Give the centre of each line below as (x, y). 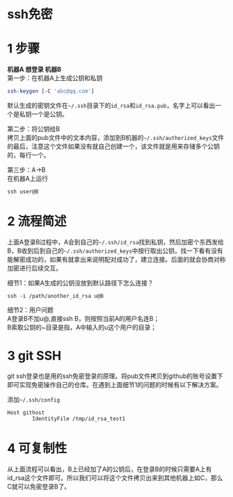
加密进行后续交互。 (35, 268)
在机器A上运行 (28, 179)
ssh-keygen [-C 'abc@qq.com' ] (51, 91)
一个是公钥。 (49, 114)
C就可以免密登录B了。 (39, 486)
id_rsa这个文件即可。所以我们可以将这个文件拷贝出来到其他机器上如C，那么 (115, 478)
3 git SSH (34, 356)
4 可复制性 (37, 449)
